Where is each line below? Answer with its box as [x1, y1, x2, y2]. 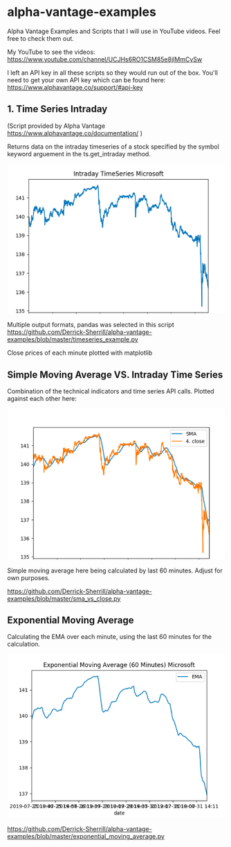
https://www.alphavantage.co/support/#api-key [7, 83, 143, 91]
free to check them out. [7, 34, 74, 42]
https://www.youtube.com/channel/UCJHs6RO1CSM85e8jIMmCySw [7, 55, 203, 63]
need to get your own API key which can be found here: [7, 75, 166, 84]
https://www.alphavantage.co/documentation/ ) [7, 129, 143, 137]
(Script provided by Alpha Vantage [7, 122, 106, 130]
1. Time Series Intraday [7, 103, 108, 115]
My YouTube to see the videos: [7, 48, 95, 56]
